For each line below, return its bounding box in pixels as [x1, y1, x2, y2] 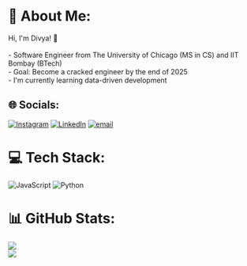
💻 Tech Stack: [8, 148, 106, 166]
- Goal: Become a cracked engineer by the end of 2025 [8, 66, 188, 76]
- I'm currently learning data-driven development [8, 75, 167, 85]
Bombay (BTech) [8, 59, 62, 68]
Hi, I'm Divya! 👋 [8, 33, 58, 43]
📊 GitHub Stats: [8, 209, 116, 227]
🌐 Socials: [8, 98, 60, 112]
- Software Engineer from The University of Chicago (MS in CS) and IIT [8, 50, 239, 59]
